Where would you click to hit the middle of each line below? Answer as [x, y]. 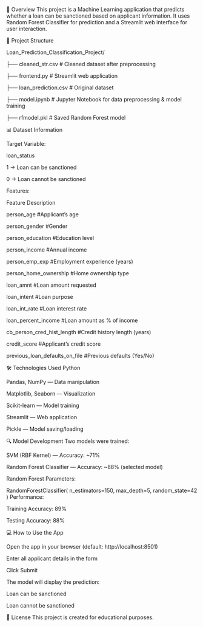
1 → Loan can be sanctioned [42, 167]
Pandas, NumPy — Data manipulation [53, 382]
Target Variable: [26, 144]
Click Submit [22, 570]
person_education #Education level [50, 238]
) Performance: [25, 497]
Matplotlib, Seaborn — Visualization [51, 394]
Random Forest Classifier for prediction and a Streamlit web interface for [97, 22]
